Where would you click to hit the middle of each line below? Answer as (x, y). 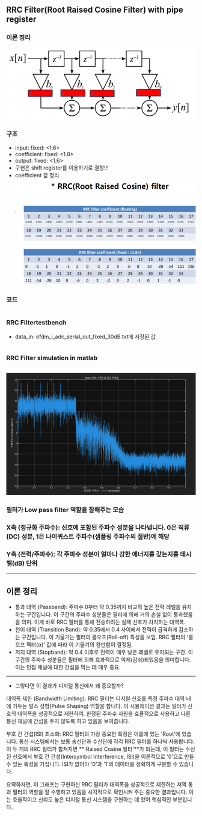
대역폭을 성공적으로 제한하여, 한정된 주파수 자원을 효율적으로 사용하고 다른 (104, 713)
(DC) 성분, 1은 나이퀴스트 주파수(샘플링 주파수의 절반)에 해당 (88, 537)
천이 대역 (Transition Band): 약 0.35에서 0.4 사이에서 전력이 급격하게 (96, 630)
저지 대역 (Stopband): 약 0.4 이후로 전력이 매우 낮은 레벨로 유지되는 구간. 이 (104, 652)
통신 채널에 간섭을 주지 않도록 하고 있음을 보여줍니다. (68, 721)
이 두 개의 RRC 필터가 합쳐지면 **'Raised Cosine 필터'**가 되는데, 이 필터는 (95, 749)
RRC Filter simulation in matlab (52, 358)
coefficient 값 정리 (37, 175)
